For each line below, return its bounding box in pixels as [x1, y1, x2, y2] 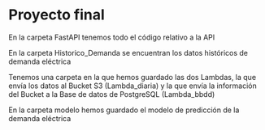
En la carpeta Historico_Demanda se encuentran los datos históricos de [8, 48, 248, 57]
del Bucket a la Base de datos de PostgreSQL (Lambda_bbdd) [8, 89, 215, 99]
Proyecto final [8, 6, 106, 24]
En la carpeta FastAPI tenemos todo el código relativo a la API [8, 32, 215, 42]
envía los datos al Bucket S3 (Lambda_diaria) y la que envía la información [8, 81, 258, 90]
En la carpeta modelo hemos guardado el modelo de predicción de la [8, 105, 240, 115]
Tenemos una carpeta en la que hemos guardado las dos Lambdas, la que [8, 72, 257, 82]
